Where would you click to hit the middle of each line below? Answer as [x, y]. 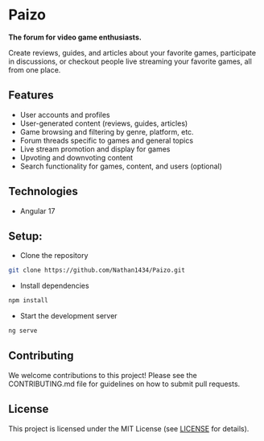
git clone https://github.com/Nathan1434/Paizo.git [97, 270]
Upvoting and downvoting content [76, 157]
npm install [28, 301]
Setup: [25, 236]
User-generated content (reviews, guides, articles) [104, 123]
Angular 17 [37, 210]
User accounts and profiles [65, 114]
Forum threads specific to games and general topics [107, 140]
